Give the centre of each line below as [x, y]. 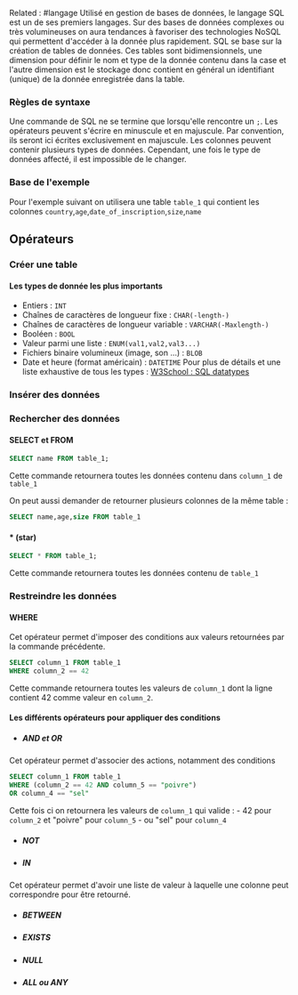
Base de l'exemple [50, 182]
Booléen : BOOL [48, 334]
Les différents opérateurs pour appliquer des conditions [115, 718]
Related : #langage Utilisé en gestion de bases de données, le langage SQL [147, 13]
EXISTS [36, 937]
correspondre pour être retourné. [70, 894]
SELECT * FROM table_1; [53, 556]
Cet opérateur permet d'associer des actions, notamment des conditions [142, 761]
